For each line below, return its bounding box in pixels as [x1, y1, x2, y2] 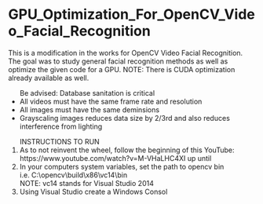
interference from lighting [19, 122, 103, 131]
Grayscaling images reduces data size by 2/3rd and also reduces [19, 113, 230, 122]
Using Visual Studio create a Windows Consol [19, 187, 168, 196]
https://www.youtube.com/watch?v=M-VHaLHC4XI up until [19, 153, 212, 162]
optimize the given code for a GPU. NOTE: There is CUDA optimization [8, 64, 236, 74]
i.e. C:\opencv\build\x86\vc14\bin [19, 170, 128, 180]
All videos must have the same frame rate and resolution [19, 97, 203, 106]
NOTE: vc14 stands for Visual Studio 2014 [19, 178, 155, 188]
